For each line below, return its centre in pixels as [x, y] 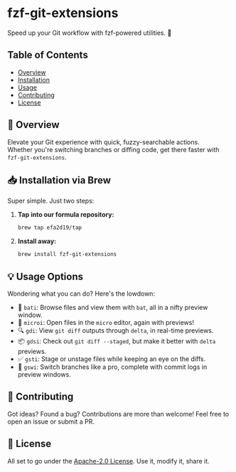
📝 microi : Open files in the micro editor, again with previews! [106, 322]
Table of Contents [48, 55]
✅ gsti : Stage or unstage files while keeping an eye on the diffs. [112, 359]
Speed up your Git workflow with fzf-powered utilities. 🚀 [90, 33]
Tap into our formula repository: [66, 215]
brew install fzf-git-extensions [67, 254]
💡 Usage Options [45, 276]
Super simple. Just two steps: [51, 201]
